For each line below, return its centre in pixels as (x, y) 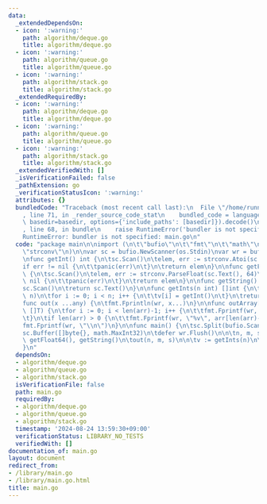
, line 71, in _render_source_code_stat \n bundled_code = (126, 215)
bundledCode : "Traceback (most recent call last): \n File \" (120, 207)
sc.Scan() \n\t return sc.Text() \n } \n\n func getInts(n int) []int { (135, 289)
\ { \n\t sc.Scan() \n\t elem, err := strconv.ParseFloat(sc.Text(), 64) (140, 274)
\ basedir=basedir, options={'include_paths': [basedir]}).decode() (138, 222)
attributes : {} (41, 200)
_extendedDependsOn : (49, 23)
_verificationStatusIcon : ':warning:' (80, 192)
